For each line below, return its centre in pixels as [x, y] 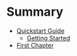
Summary [35, 12]
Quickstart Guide [40, 31]
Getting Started [48, 38]
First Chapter [35, 45]
